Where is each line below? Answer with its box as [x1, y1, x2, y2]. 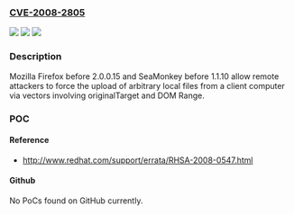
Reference [9, 135, 50, 146]
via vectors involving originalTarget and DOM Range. [9, 90, 205, 101]
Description [9, 50, 62, 63]
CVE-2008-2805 [9, 6, 86, 19]
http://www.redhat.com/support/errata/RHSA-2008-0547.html [22, 155, 253, 166]
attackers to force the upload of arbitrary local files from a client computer [9, 80, 286, 91]
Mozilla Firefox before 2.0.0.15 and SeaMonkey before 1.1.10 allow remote [9, 70, 280, 82]
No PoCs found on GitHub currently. [9, 195, 143, 206]
